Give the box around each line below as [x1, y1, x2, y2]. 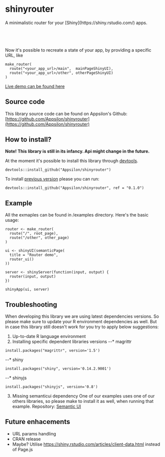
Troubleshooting [5, 300, 58, 308]
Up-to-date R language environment [12, 334, 86, 339]
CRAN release [12, 436, 41, 442]
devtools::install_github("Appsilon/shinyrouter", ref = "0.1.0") [5, 185, 144, 190]
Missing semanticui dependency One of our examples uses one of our [12, 393, 155, 399]
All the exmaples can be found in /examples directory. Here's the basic [5, 212, 149, 218]
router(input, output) [9, 274, 56, 279]
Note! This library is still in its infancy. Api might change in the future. [5, 149, 150, 154]
